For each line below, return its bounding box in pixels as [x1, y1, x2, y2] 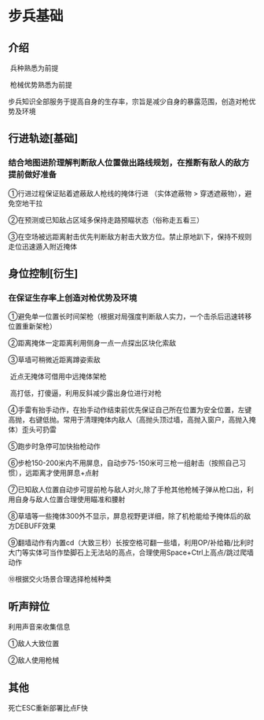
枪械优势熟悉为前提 [9, 80, 72, 89]
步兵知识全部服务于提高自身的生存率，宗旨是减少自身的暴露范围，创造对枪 [8, 97, 249, 106]
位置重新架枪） [8, 322, 57, 331]
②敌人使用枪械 [8, 655, 60, 665]
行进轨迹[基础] [8, 131, 79, 146]
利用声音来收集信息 [8, 622, 71, 632]
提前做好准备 [8, 169, 57, 180]
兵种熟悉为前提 [9, 64, 59, 72]
